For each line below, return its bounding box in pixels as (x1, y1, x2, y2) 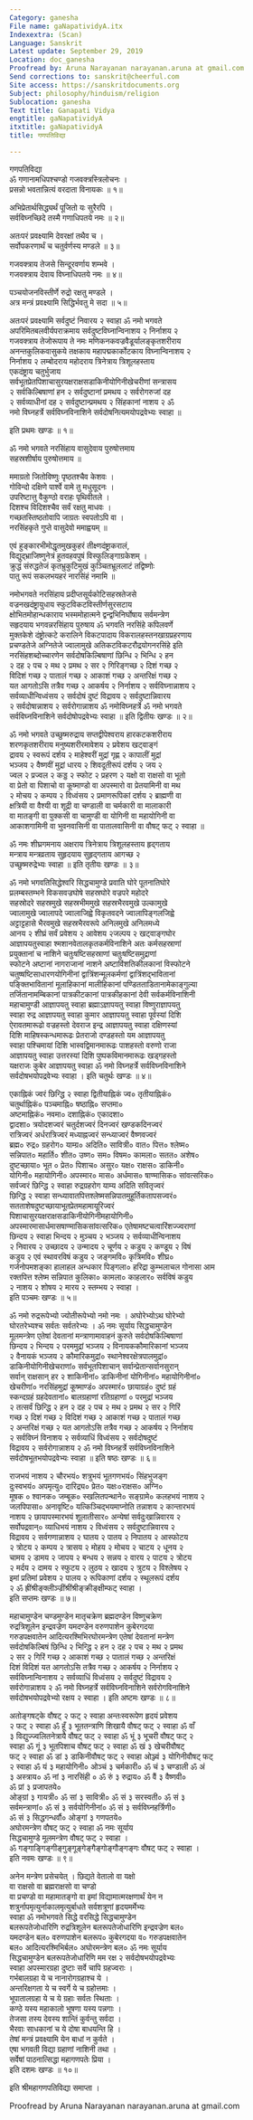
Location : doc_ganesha (9, 55, 95, 64)
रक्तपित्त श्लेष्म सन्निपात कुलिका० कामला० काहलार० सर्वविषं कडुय (9, 1272, 193, 1282)
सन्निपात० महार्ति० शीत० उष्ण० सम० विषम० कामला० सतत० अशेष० (9, 1150, 200, 1160)
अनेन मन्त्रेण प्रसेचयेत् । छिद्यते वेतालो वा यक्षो (9, 1870, 136, 1881)
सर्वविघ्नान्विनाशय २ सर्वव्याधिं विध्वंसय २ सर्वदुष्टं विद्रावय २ (9, 1671, 173, 1682)
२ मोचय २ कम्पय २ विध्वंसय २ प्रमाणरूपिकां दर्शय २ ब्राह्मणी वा (9, 790, 183, 800)
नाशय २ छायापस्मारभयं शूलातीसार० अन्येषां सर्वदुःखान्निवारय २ (9, 1511, 182, 1522)
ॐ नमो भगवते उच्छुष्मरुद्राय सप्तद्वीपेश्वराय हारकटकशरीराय (9, 729, 173, 740)
